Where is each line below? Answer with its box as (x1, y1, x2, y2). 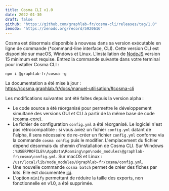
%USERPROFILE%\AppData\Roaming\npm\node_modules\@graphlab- (15, 149, 145, 154)
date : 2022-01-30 (5, 12, 42, 17)
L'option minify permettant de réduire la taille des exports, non (12, 175, 143, 181)
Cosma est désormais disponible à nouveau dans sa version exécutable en (5, 40, 161, 46)
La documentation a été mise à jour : (5, 80, 81, 86)
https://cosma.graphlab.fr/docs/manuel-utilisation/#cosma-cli (5, 85, 134, 91)
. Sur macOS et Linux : (55, 154, 103, 160)
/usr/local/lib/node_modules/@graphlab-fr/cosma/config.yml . (12, 159, 143, 165)
